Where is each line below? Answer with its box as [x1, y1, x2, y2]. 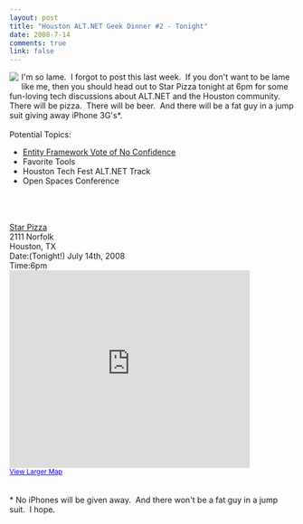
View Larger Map [9, 467, 63, 477]
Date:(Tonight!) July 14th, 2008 [9, 250, 126, 262]
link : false [9, 47, 54, 56]
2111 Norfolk [9, 231, 54, 242]
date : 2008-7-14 [9, 30, 71, 39]
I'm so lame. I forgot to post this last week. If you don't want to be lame [21, 71, 290, 82]
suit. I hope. [9, 504, 56, 515]
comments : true [9, 38, 67, 48]
